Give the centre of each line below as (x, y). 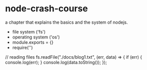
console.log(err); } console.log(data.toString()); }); (56, 62)
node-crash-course (47, 9)
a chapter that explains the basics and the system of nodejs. (67, 22)
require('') (23, 47)
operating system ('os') (36, 37)
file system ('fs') (29, 32)
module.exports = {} (33, 42)
